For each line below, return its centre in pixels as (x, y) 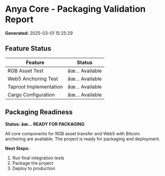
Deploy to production (34, 168)
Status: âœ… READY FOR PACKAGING (45, 124)
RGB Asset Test (25, 71)
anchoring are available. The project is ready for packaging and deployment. (83, 139)
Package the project (33, 163)
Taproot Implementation (35, 87)
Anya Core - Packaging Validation (76, 9)
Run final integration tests (38, 158)
